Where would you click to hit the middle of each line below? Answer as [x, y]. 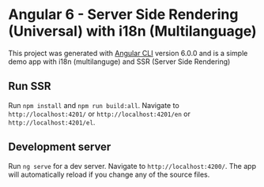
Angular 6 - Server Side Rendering [123, 15]
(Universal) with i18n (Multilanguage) [132, 31]
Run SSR [30, 86]
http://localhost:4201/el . [52, 122]
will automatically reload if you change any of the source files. [109, 174]
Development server [60, 147]
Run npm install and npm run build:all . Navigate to [94, 105]
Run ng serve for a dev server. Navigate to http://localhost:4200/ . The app [132, 166]
